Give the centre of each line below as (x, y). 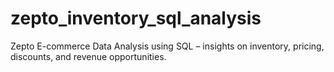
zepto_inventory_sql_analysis (136, 18)
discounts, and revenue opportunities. (88, 56)
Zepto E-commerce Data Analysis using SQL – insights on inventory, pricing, (167, 46)
